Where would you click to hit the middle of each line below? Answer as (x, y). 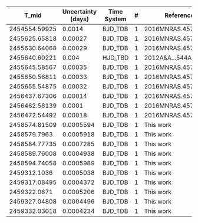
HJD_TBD (115, 58)
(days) (80, 19)
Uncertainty (80, 12)
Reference (179, 15)
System (115, 19)
